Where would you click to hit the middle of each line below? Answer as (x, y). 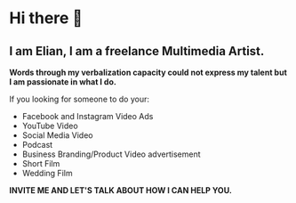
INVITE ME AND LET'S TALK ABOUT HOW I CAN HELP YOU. (121, 190)
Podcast (37, 145)
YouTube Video (50, 126)
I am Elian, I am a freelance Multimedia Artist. (137, 51)
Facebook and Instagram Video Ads (88, 116)
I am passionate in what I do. (63, 82)
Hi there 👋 (46, 18)
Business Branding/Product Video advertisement (111, 154)
